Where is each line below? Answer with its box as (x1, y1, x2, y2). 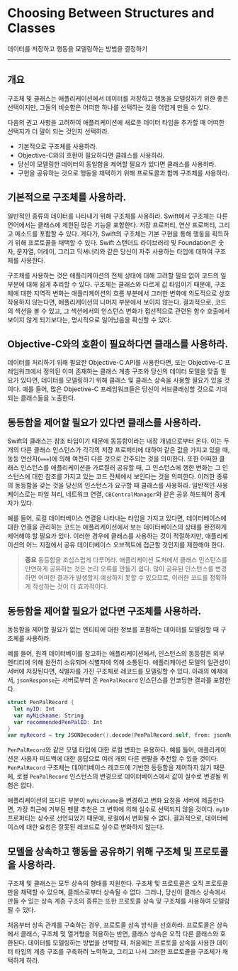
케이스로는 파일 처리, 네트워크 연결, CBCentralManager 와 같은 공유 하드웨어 (7, 490, 213, 498)
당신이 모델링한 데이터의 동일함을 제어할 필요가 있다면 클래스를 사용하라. (17, 160, 217, 168)
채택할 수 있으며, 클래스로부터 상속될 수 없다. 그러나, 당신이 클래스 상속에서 (20, 888, 227, 896)
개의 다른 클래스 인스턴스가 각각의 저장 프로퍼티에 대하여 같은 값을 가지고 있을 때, (7, 446, 230, 454)
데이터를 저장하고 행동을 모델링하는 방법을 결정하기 (7, 44, 147, 53)
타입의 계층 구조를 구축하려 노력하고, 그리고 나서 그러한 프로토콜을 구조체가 (14, 948, 221, 956)
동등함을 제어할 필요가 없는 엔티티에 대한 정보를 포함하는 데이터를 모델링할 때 (7, 625, 220, 633)
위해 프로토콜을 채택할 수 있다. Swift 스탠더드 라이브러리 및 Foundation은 (14, 238, 217, 246)
